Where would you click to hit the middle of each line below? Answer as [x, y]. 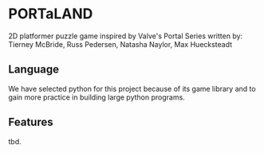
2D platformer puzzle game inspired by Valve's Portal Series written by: [126, 36]
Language [34, 70]
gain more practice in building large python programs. [97, 97]
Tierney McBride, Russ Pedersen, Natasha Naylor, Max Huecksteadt [120, 44]
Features [31, 122]
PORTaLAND [51, 14]
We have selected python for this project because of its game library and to [132, 88]
